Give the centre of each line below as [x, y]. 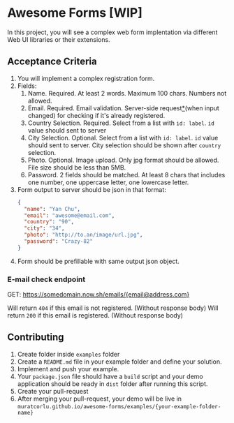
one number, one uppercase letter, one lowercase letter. [108, 182]
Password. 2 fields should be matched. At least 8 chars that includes [126, 175]
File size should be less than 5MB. [77, 167]
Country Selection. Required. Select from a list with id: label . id [121, 123]
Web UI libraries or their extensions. [59, 39]
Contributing [36, 337]
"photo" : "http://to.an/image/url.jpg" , [83, 235]
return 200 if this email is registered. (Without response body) [95, 316]
